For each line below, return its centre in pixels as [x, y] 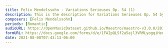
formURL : [14, 33]
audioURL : [15, 28]
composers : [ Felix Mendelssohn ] [39, 19]
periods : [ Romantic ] [27, 24]
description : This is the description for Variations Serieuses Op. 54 [81, 14]
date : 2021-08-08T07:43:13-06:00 [40, 38]
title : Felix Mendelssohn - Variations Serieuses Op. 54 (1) [70, 10]
